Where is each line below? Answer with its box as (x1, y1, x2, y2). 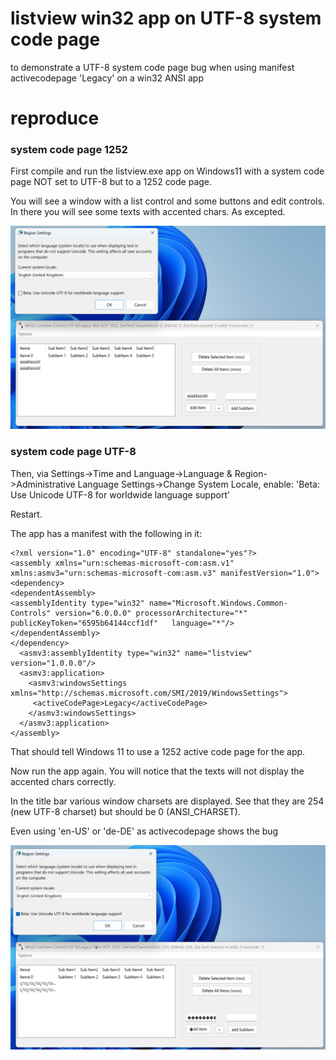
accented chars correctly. (10, 775, 117, 787)
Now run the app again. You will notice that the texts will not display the (10, 765, 305, 777)
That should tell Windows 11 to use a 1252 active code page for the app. (10, 745, 306, 757)
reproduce (10, 107, 100, 130)
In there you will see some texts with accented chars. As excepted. (10, 206, 286, 218)
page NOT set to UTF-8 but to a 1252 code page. (10, 176, 213, 188)
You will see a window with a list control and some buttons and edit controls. (10, 195, 325, 207)
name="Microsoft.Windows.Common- (148, 598, 288, 608)
